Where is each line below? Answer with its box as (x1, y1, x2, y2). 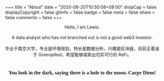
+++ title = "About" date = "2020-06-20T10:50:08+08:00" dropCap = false (5, 4, 157, 10)
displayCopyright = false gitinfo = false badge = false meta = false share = (5, 9, 155, 15)
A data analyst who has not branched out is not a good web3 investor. (11, 34, 153, 40)
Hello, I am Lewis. (64, 24, 100, 30)
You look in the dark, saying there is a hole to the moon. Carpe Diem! (8, 69, 156, 76)
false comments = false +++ (5, 15, 62, 20)
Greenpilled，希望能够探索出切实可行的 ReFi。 (38, 52, 132, 57)
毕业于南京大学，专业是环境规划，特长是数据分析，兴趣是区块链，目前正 (5, 46, 151, 51)
